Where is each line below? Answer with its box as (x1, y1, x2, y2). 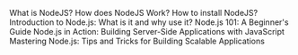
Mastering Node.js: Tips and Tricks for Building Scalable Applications (9, 35, 265, 46)
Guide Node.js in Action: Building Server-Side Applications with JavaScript (9, 27, 285, 36)
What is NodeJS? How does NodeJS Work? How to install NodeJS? (9, 8, 259, 18)
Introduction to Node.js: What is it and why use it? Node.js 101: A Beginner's (9, 17, 289, 27)
